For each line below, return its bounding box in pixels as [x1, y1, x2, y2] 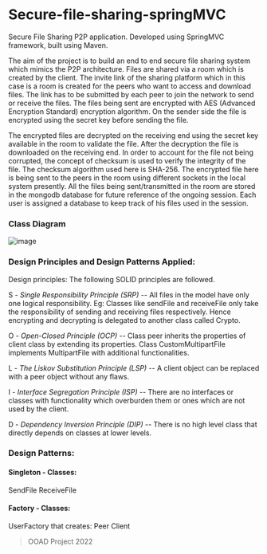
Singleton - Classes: [8, 468, 77, 477]
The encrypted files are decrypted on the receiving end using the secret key [8, 130, 259, 140]
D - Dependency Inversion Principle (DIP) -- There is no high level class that [8, 419, 257, 429]
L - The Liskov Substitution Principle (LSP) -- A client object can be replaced [8, 363, 260, 372]
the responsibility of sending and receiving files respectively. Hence [8, 307, 231, 316]
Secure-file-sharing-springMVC [8, 6, 226, 24]
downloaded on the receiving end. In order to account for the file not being [8, 147, 253, 157]
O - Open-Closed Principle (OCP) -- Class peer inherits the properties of [8, 331, 246, 340]
